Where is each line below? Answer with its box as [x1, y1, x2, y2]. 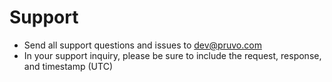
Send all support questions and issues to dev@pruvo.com [23, 39, 262, 51]
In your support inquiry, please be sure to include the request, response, [23, 49, 322, 61]
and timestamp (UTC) [23, 60, 113, 72]
